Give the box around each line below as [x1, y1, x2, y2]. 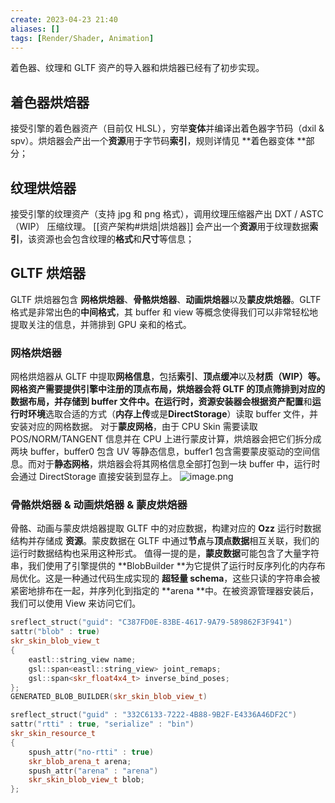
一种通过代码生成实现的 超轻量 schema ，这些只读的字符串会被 [62, 572, 321, 585]
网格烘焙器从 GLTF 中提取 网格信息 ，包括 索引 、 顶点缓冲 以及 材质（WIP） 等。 [10, 371, 326, 383]
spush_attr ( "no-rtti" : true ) [28, 747, 155, 757]
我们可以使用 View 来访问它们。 [10, 597, 142, 610]
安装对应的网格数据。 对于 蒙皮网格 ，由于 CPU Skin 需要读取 [10, 421, 258, 433]
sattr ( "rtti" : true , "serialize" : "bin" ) [10, 719, 195, 730]
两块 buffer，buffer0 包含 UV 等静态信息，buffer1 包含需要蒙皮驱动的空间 [10, 446, 312, 458]
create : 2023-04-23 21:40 [10, 14, 118, 25]
